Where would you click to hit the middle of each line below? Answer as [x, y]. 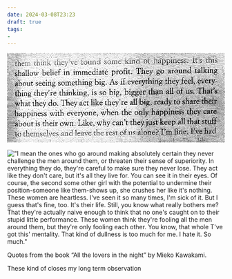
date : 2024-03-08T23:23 [41, 15]
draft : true [24, 22]
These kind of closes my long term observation [74, 268]
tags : [15, 29]
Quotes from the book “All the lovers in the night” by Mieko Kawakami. [107, 255]
